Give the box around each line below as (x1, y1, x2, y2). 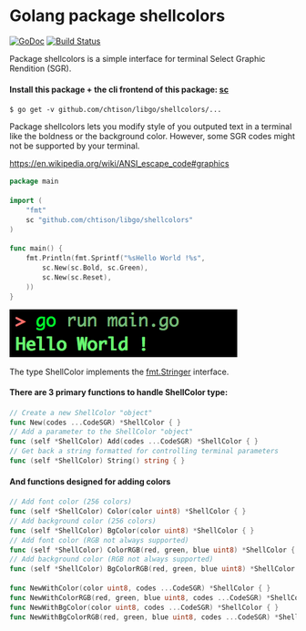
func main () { (9, 244, 64, 253)
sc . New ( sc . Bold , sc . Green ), (42, 263, 148, 273)
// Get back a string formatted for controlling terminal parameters (9, 447, 280, 456)
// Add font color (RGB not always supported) (9, 535, 189, 544)
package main (9, 177, 59, 187)
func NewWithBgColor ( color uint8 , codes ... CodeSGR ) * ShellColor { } (9, 603, 280, 612)
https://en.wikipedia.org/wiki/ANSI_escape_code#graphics (9, 158, 229, 169)
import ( (9, 196, 43, 205)
